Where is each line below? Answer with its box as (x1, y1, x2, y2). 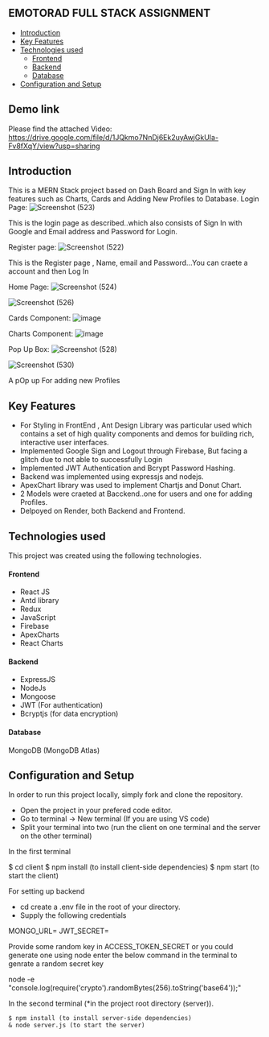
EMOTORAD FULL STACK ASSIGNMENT (8, 6, 211, 20)
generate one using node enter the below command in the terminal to (8, 950, 238, 961)
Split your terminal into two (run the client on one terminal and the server (19, 823, 261, 832)
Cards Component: (8, 313, 71, 323)
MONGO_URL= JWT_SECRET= (8, 926, 110, 936)
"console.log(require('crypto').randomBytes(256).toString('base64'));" (8, 983, 242, 993)
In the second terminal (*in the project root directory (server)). (8, 998, 214, 1009)
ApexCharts (19, 630, 60, 639)
